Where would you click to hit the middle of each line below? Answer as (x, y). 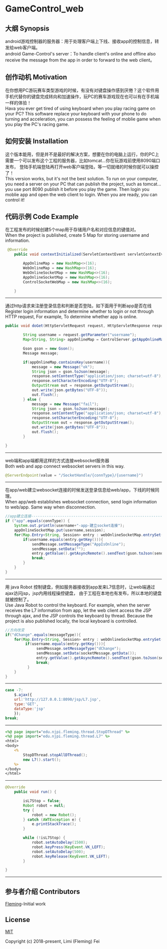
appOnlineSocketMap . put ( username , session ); (60, 530)
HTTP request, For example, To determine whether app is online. (71, 317)
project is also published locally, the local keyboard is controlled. (71, 621)
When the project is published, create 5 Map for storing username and (77, 235)
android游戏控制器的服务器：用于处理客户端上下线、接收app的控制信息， (80, 41)
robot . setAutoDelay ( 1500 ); (60, 843)
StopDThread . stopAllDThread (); (55, 755)
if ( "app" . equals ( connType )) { (38, 521)
